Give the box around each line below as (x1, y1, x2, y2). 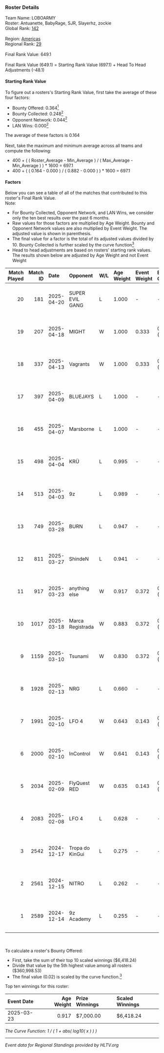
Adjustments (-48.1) (5, 67, 45, 73)
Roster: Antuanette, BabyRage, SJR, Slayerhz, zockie (5, 20, 111, 26)
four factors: (5, 95, 30, 100)
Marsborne (69, 425, 95, 432)
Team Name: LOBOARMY (5, 15, 56, 21)
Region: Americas (5, 36, 41, 42)
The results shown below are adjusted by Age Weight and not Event (12, 252, 149, 258)
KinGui (69, 851, 84, 857)
